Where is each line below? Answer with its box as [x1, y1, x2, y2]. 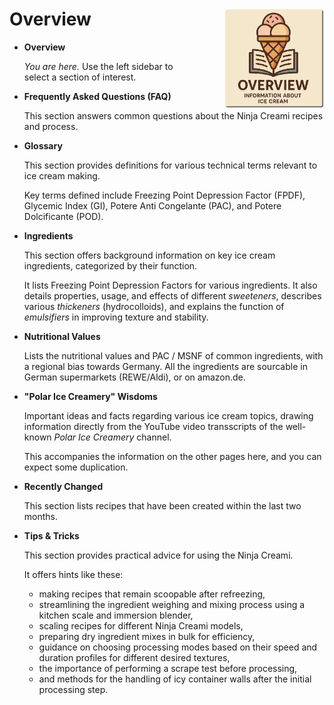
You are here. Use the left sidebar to [23, 60, 174, 72]
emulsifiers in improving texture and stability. [23, 311, 209, 323]
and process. [23, 120, 79, 132]
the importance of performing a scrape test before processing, [38, 662, 298, 674]
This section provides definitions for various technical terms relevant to [23, 159, 318, 171]
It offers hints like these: [23, 568, 124, 580]
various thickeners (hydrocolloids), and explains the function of [23, 300, 285, 312]
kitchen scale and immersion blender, [38, 609, 194, 621]
